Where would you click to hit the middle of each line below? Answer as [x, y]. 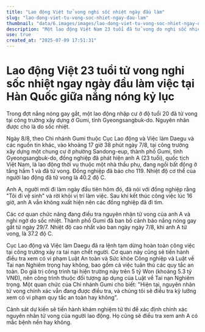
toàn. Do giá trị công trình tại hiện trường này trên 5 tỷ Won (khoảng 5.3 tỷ [99, 271]
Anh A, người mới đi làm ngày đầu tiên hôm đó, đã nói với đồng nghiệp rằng [101, 189]
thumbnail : [20, 23]
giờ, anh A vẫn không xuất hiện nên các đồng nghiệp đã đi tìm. [85, 202]
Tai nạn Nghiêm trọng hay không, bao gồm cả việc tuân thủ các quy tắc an [100, 265]
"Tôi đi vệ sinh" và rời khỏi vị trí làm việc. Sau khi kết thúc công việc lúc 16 [99, 196]
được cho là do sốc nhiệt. [38, 127]
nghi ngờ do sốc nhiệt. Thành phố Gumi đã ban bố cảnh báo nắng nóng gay [101, 220]
